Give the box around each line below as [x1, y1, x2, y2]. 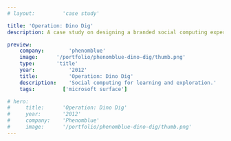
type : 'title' [19, 60, 78, 67]
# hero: [7, 98, 30, 105]
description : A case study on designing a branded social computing [7, 29, 208, 36]
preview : [7, 41, 32, 48]
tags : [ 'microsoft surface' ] [19, 86, 128, 92]
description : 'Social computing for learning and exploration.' [19, 79, 217, 86]
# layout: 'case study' [7, 10, 100, 17]
